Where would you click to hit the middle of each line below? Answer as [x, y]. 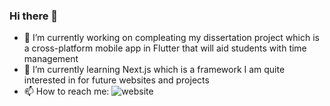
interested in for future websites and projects [116, 80]
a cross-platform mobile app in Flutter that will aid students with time [165, 48]
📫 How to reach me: [66, 91]
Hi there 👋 [34, 16]
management [51, 59]
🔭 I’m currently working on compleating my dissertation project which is [171, 38]
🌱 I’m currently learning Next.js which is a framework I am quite [154, 70]
